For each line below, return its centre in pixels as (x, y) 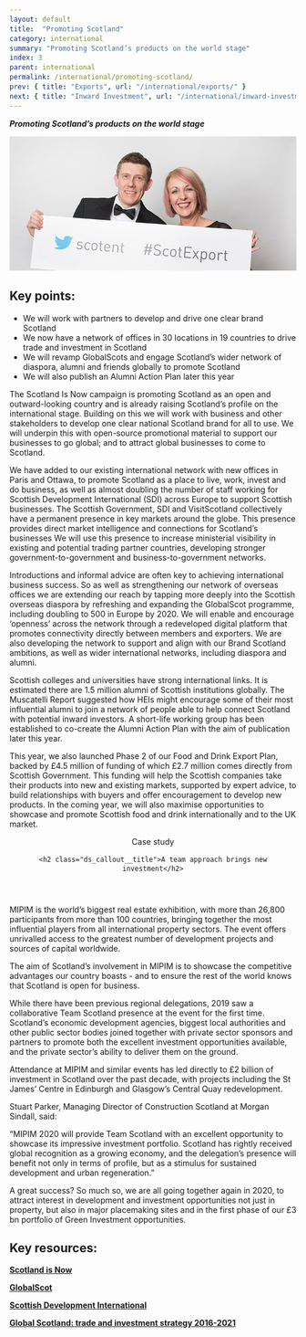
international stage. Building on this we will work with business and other (146, 413)
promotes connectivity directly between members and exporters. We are (146, 633)
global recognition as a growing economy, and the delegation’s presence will (153, 1153)
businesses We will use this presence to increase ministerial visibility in (143, 538)
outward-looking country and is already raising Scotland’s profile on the (144, 404)
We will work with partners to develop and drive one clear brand (143, 318)
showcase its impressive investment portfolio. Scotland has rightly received (151, 1143)
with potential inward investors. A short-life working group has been (137, 719)
